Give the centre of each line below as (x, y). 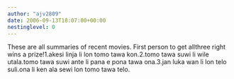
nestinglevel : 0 (31, 27)
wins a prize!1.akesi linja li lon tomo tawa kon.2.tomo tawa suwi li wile (108, 54)
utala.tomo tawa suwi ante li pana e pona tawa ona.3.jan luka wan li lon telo (117, 62)
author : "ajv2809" (34, 14)
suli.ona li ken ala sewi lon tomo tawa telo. (69, 69)
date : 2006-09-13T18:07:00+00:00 (57, 20)
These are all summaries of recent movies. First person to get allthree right (116, 47)
